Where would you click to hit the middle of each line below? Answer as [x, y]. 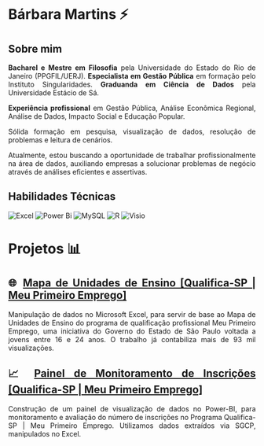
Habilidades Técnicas [62, 197]
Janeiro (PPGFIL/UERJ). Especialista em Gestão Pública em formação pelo [132, 76]
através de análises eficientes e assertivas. [78, 172]
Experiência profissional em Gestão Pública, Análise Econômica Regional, [132, 108]
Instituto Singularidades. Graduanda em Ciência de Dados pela [132, 84]
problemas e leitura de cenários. [60, 140]
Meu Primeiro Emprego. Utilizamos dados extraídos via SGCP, [143, 426]
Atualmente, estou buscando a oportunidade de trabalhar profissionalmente [132, 155]
